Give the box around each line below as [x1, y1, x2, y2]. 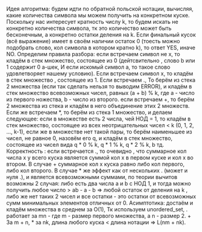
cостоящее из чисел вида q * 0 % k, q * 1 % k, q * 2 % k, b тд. [6, 141, 164, 148]
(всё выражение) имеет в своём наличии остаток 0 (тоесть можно [6, 38, 180, 44]
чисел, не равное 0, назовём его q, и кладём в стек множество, [6, 135, 173, 142]
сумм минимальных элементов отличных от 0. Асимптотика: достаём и [6, 199, 194, 206]
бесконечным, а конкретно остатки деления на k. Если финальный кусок [6, 31, 196, 38]
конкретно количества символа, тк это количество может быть [6, 24, 172, 32]
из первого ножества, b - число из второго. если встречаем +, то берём [6, 96, 195, 103]
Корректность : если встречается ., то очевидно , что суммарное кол [6, 147, 187, 155]
